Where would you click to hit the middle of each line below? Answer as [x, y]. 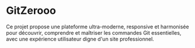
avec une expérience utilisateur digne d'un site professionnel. [80, 39]
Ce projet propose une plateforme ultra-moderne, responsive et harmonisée [97, 27]
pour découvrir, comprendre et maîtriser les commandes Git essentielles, [94, 32]
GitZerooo [31, 11]
